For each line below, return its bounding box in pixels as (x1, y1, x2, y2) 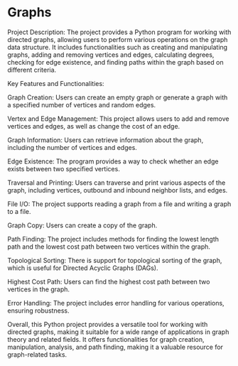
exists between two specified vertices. (7, 164, 121, 173)
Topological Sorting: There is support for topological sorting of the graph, (7, 256, 222, 264)
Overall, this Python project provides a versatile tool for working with (7, 320, 208, 328)
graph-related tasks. (7, 350, 67, 359)
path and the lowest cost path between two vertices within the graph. (7, 242, 211, 251)
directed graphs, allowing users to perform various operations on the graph (7, 35, 228, 43)
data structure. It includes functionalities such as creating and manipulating (7, 43, 228, 51)
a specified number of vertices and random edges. (7, 100, 156, 109)
